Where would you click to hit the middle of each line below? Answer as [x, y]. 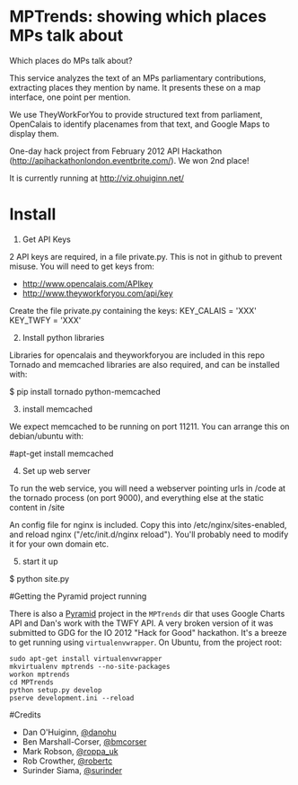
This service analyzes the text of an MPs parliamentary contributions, [138, 77]
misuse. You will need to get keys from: [82, 266]
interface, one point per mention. [70, 97]
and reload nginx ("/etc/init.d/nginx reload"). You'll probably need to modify [149, 534]
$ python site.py [39, 578]
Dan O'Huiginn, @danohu [69, 732]
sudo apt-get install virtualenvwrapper [86, 658]
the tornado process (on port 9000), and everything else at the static [137, 497]
